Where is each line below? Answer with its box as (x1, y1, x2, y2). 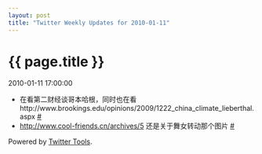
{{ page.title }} (8, 53, 105, 71)
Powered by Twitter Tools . (8, 137, 93, 146)
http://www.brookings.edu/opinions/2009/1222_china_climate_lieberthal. (19, 104, 255, 113)
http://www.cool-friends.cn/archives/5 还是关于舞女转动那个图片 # (19, 121, 235, 130)
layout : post (8, 11, 51, 20)
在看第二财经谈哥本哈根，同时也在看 (19, 95, 137, 104)
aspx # (19, 112, 42, 122)
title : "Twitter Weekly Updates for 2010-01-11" (8, 19, 170, 27)
